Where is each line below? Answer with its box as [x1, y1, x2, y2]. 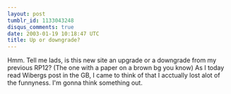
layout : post [7, 10, 46, 18]
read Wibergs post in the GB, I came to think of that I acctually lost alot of [7, 71, 220, 80]
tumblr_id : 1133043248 [7, 17, 74, 24]
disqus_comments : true [7, 23, 74, 30]
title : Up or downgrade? [7, 37, 81, 44]
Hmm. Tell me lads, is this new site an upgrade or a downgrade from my [7, 56, 217, 64]
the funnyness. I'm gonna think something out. [7, 78, 143, 87]
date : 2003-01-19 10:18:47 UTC [7, 30, 100, 37]
